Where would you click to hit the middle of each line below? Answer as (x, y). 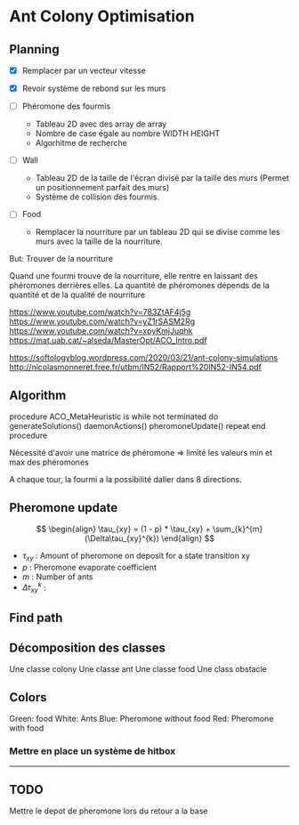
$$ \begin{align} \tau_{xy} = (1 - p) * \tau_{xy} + (123, 529)
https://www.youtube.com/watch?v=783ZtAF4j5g (100, 312)
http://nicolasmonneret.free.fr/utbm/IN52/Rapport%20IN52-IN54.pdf (136, 368)
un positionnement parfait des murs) (102, 188)
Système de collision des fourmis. (97, 197)
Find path (36, 617)
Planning (34, 49)
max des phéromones (49, 462)
